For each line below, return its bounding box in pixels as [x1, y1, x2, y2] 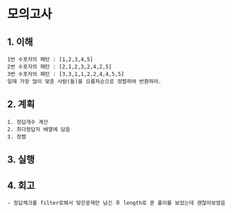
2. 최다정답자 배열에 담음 [7, 126, 71, 133]
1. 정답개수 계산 [7, 118, 48, 125]
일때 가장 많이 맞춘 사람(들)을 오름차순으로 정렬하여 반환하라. [7, 78, 162, 85]
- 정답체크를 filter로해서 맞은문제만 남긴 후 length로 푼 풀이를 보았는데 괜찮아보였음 [7, 200, 226, 207]
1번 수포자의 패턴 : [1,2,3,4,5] [7, 56, 93, 63]
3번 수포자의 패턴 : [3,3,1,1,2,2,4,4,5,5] [7, 71, 125, 77]
